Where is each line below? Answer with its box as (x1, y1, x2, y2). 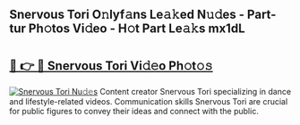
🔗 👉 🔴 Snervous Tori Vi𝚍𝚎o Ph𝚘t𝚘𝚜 (9, 58, 213, 73)
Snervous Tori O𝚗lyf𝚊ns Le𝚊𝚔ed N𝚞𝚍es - (9, 7, 244, 22)
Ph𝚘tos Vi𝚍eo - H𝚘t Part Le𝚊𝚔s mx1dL (28, 21, 245, 37)
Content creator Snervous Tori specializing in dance (99, 87, 292, 96)
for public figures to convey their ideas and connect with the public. (9, 106, 260, 116)
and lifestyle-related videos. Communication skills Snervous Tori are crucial (9, 96, 288, 106)
